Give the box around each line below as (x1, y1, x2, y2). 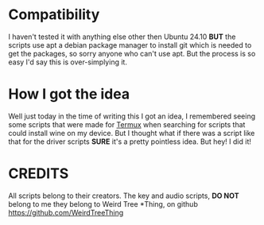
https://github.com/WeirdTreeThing (8, 208, 124, 217)
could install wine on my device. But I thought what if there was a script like (8, 128, 255, 138)
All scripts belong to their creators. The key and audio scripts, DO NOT (8, 191, 239, 200)
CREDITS (8, 165, 69, 183)
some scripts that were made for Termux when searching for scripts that (8, 119, 246, 129)
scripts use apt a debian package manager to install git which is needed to (8, 40, 252, 49)
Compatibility (8, 6, 100, 24)
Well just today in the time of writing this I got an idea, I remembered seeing (8, 111, 256, 121)
